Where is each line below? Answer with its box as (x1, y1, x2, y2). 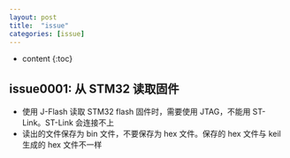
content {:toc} (21, 54, 73, 64)
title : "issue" (9, 21, 69, 30)
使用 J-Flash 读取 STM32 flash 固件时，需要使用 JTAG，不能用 (21, 107, 251, 117)
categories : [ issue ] (9, 29, 86, 38)
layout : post (9, 12, 57, 22)
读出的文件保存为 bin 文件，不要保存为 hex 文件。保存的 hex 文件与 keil (21, 129, 281, 139)
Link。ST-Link (21, 117, 73, 128)
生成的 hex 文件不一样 (21, 139, 103, 150)
